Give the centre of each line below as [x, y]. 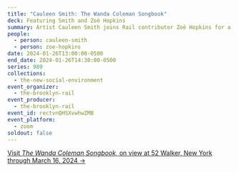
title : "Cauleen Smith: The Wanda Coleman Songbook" [87, 14]
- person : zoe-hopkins [47, 47]
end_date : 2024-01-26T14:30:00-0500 [62, 60]
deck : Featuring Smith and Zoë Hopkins [67, 21]
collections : [27, 73]
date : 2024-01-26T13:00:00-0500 [55, 54]
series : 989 [25, 67]
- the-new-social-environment [58, 80]
